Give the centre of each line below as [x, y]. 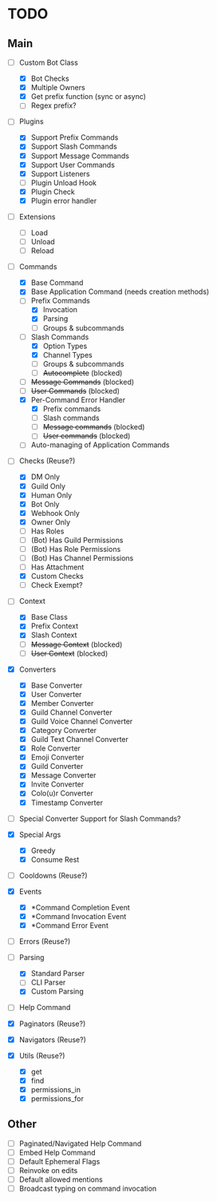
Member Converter [62, 703]
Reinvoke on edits [48, 1170]
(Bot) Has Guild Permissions [77, 540]
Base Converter [57, 685]
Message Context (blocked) [77, 644]
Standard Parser [58, 973]
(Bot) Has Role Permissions [76, 549]
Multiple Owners [58, 88]
